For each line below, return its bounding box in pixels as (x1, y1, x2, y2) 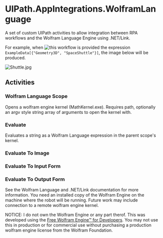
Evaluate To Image (5, 149, 50, 156)
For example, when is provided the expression (5, 44, 130, 50)
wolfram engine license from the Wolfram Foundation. (5, 227, 113, 233)
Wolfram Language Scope (5, 93, 68, 100)
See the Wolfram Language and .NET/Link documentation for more (5, 187, 139, 193)
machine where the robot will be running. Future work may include (5, 197, 138, 203)
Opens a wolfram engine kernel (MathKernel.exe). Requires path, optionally (5, 104, 156, 110)
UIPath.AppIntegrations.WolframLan (5, 3, 157, 15)
